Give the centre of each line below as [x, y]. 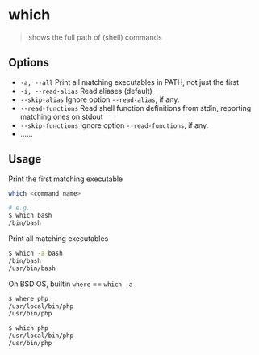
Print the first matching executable [66, 179]
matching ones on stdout [61, 116]
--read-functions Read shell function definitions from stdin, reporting [136, 108]
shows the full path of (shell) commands [95, 37]
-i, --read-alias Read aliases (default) [86, 91]
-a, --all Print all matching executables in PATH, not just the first [129, 82]
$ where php [28, 298]
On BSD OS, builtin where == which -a [71, 284]
